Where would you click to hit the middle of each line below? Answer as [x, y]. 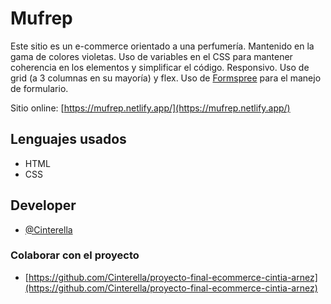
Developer [43, 205]
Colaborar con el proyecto [75, 255]
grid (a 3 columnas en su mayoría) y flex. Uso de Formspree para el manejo [166, 78]
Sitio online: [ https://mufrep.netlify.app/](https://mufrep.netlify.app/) [150, 108]
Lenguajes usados [68, 139]
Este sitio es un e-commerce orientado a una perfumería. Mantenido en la [162, 46]
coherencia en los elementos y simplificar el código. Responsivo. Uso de [160, 67]
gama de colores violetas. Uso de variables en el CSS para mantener [151, 56]
